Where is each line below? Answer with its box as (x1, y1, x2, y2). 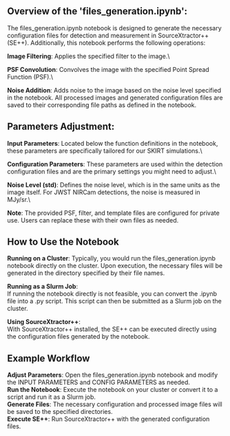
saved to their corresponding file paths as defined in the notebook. (7, 100, 197, 109)
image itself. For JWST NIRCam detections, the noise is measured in (7, 188, 200, 196)
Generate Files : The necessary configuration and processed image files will (7, 400, 222, 408)
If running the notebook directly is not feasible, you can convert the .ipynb (7, 290, 218, 298)
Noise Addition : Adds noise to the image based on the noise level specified (7, 86, 222, 94)
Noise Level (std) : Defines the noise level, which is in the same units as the (7, 180, 220, 189)
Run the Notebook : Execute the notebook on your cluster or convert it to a (7, 386, 218, 394)
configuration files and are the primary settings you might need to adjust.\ (7, 167, 217, 176)
